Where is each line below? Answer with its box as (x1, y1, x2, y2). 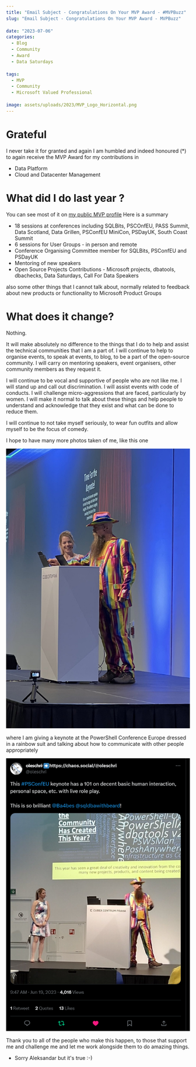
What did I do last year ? (6, 191, 125, 205)
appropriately (6, 746, 38, 754)
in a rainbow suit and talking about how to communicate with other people (6, 741, 184, 748)
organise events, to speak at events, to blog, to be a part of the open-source (6, 353, 190, 360)
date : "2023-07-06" (6, 28, 54, 34)
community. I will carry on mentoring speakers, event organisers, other (6, 359, 176, 366)
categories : (6, 34, 35, 40)
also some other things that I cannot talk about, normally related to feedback (6, 283, 190, 290)
